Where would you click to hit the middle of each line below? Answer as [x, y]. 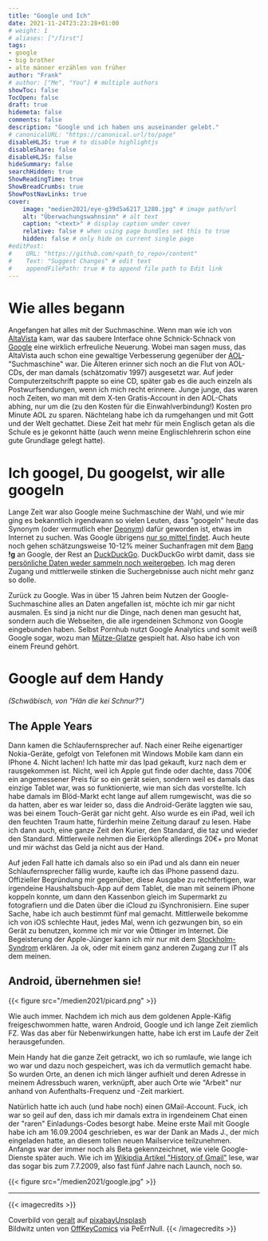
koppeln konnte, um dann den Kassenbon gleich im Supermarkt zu [118, 897]
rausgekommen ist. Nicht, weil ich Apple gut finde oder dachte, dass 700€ [130, 771]
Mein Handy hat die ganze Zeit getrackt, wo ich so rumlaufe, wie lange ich [130, 1057]
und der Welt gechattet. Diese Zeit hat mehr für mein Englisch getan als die [132, 424]
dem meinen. [30, 956]
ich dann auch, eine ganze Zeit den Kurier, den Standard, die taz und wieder [133, 830]
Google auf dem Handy [86, 678]
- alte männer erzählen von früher [67, 68]
